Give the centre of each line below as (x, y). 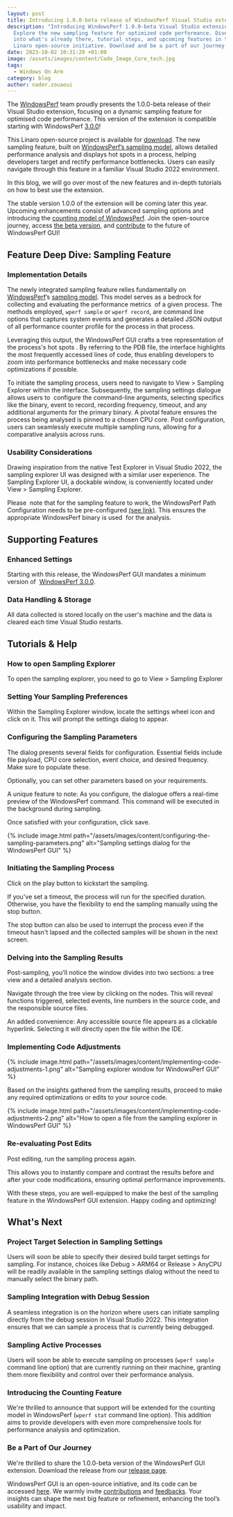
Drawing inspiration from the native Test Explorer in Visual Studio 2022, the (115, 467)
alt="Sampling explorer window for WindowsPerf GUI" (142, 1069)
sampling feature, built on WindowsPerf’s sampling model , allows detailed (112, 147)
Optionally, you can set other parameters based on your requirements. (107, 780)
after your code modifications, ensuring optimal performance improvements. (116, 1179)
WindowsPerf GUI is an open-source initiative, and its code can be (102, 1484)
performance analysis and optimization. (64, 1430)
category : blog (29, 78)
